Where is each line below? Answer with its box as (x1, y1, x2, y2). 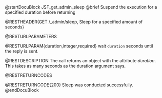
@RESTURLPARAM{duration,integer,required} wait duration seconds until (5, 43, 153, 49)
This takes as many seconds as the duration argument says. (5, 63, 126, 69)
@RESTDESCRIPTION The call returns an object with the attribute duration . (5, 58, 156, 63)
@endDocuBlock (5, 87, 39, 93)
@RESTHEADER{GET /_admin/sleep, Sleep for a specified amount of (5, 19, 143, 24)
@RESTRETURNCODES (5, 73, 52, 78)
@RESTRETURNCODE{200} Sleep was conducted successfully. (5, 82, 133, 88)
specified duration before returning (5, 9, 76, 15)
